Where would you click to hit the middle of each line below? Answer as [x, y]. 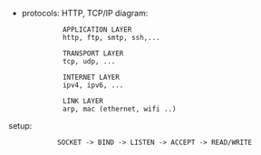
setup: [20, 126]
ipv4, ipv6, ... [93, 85]
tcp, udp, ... [89, 62]
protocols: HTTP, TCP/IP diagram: [85, 13]
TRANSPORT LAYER [93, 53]
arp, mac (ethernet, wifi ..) [119, 109]
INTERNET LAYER [91, 77]
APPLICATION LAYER [97, 30]
